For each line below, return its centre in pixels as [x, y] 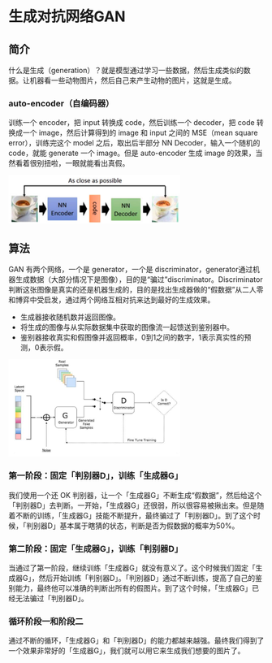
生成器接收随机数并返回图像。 [70, 317]
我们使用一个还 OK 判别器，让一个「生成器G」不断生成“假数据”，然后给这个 [135, 495]
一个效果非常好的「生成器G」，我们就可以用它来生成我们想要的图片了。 [127, 651]
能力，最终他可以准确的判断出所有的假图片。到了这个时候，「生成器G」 [134, 588]
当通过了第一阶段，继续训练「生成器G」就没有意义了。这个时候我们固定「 [132, 568]
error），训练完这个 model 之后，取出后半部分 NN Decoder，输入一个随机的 [134, 143]
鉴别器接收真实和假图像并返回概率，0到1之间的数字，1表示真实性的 [132, 337]
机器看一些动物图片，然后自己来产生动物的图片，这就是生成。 [133, 80]
